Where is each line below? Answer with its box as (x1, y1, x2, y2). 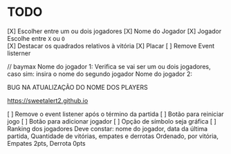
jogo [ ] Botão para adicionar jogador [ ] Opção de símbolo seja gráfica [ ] (7, 117, 216, 125)
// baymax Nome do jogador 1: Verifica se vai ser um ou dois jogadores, (7, 62, 211, 70)
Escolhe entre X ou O (7, 34, 66, 42)
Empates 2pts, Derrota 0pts (7, 139, 86, 147)
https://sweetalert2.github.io (7, 96, 89, 104)
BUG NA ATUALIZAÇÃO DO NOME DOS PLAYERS (7, 83, 148, 91)
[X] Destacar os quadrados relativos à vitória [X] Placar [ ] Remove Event (7, 41, 214, 50)
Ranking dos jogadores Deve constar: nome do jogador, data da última (7, 124, 208, 133)
